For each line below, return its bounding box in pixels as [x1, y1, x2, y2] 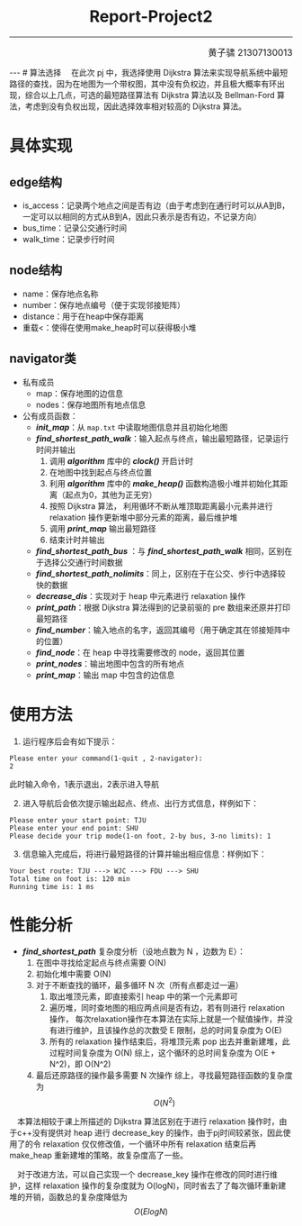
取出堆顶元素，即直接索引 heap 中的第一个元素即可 [49, 991, 238, 1002]
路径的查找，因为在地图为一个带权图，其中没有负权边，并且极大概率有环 [9, 78, 277, 89]
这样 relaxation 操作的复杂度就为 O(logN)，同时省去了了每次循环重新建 [24, 1180, 287, 1191]
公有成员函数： [22, 410, 78, 421]
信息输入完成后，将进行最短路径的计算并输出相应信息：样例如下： [22, 849, 267, 859]
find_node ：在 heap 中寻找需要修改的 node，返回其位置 [35, 647, 245, 658]
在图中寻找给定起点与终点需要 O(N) [35, 958, 166, 968]
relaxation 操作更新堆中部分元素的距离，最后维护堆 [49, 512, 238, 522]
